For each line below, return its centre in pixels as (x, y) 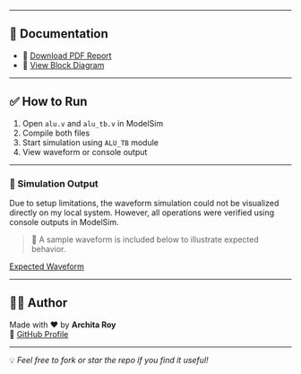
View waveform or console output (85, 152)
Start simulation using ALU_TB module (90, 142)
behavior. (48, 248)
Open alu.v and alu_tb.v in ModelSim (93, 123)
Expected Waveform (47, 266)
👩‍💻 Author (39, 303)
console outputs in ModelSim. (64, 222)
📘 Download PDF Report (67, 56)
